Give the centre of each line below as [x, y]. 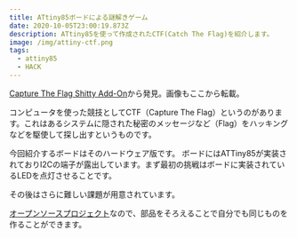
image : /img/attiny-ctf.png [61, 42]
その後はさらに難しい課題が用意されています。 [95, 194]
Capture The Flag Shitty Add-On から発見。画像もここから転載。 [127, 93]
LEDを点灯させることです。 [67, 175]
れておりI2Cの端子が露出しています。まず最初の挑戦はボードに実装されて [143, 164]
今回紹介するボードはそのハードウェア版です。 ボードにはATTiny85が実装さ [148, 153]
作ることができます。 [48, 224]
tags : [19, 51]
